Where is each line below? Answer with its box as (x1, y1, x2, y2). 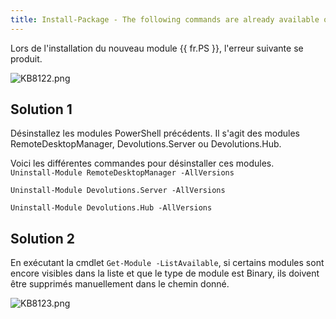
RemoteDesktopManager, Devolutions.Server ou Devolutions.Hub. (10, 138, 282, 150)
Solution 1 (10, 101, 73, 118)
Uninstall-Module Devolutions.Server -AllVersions (10, 186, 226, 196)
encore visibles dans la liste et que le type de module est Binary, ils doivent (10, 267, 320, 280)
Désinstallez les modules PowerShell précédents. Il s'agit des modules (10, 127, 300, 140)
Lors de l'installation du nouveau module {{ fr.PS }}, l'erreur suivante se (10, 42, 304, 54)
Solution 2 (10, 230, 75, 247)
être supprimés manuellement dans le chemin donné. (10, 278, 230, 290)
